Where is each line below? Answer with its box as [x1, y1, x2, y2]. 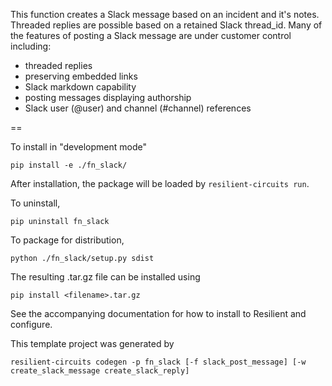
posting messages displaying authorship [24, 92, 192, 103]
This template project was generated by [10, 338, 175, 349]
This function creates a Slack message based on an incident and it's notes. [10, 9, 320, 20]
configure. [10, 319, 53, 330]
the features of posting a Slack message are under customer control [10, 30, 292, 41]
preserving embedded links [24, 70, 138, 82]
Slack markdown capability [24, 81, 137, 93]
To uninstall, [10, 197, 61, 209]
